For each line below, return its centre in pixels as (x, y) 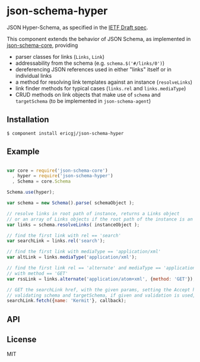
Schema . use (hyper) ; (31, 192)
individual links (34, 75)
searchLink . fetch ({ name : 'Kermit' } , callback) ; (67, 301)
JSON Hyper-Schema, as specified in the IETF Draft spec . (77, 27)
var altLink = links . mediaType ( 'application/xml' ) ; (72, 257)
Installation (28, 120)
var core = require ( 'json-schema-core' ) (58, 171)
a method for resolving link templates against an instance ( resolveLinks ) (104, 82)
